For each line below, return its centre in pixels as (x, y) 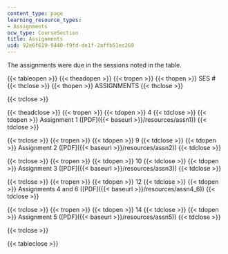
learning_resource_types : (44, 20)
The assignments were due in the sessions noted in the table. (94, 65)
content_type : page (35, 13)
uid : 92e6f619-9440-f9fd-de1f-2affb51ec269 (71, 45)
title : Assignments (35, 39)
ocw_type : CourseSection (43, 33)
